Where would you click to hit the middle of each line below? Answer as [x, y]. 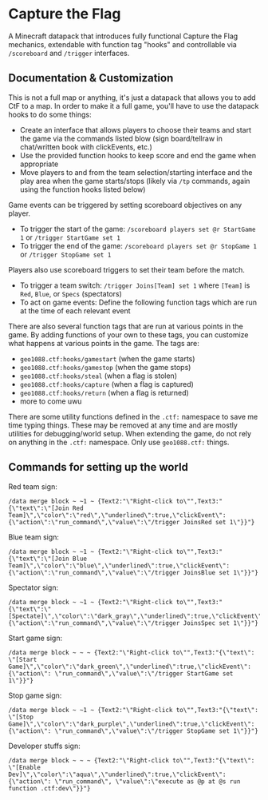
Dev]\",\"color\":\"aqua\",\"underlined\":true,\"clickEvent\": [117, 774]
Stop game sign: [35, 695]
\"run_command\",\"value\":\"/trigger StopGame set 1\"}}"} [157, 731]
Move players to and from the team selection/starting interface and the [136, 172]
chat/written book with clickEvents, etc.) [86, 147]
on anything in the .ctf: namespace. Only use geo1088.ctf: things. [119, 442]
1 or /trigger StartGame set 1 [70, 237]
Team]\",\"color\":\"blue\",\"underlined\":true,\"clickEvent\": [119, 565]
